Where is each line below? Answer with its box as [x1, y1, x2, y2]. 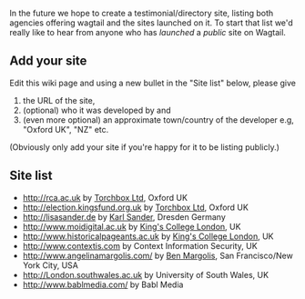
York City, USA [22, 259, 79, 271]
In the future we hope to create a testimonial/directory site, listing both [9, 8, 274, 18]
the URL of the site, [22, 95, 96, 105]
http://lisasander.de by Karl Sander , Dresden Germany [22, 211, 226, 222]
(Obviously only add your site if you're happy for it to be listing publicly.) [9, 141, 280, 153]
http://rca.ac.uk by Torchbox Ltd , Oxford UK [22, 192, 188, 203]
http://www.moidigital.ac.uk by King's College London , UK [22, 221, 241, 232]
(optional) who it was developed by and [22, 105, 171, 115]
